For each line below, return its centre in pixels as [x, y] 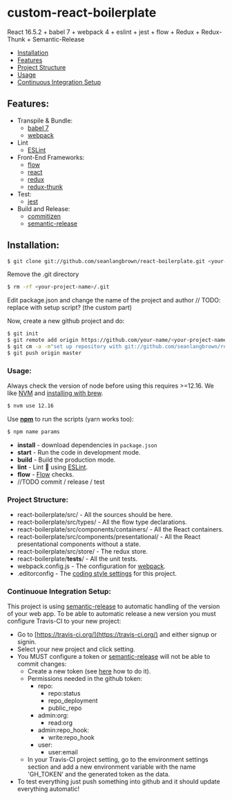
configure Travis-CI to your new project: [64, 621]
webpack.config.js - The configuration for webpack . [91, 566]
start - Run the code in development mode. [79, 452]
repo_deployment [73, 701]
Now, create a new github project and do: [66, 321]
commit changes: [42, 664]
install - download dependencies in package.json [87, 445]
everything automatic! [48, 789]
